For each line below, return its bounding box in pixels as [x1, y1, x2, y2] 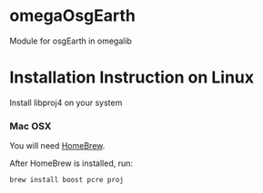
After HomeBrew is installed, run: [9, 158, 134, 169]
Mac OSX [9, 120, 52, 132]
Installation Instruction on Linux [9, 67, 255, 88]
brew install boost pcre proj [9, 176, 125, 185]
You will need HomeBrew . [9, 140, 106, 151]
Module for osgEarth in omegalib [9, 35, 132, 46]
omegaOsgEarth [9, 5, 137, 26]
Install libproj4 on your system [9, 97, 123, 108]
